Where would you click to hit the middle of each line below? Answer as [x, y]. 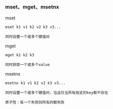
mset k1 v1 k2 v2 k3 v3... [33, 27]
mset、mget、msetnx [32, 6]
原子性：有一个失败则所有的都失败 [35, 103]
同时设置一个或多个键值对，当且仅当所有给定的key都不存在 [57, 93]
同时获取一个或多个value [27, 65]
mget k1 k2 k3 [20, 55]
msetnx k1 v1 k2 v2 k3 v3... [35, 83]
